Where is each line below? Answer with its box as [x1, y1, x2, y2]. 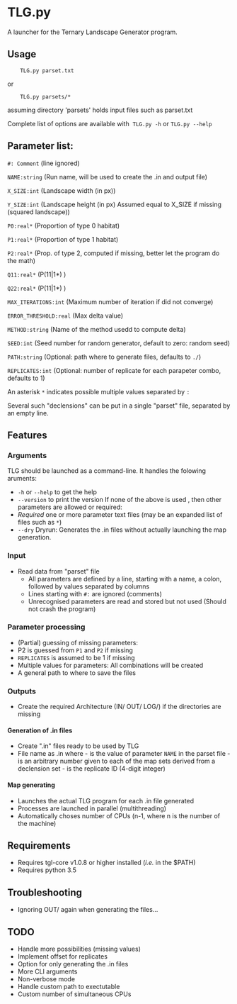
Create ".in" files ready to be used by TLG [17, 742, 139, 750]
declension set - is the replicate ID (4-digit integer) [17, 764, 166, 773]
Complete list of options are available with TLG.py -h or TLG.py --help [7, 119, 212, 128]
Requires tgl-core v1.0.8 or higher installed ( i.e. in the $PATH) [17, 859, 196, 867]
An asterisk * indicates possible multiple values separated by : [7, 387, 190, 396]
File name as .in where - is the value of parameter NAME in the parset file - [17, 749, 231, 758]
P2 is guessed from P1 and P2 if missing [17, 646, 133, 654]
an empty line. [7, 408, 49, 417]
